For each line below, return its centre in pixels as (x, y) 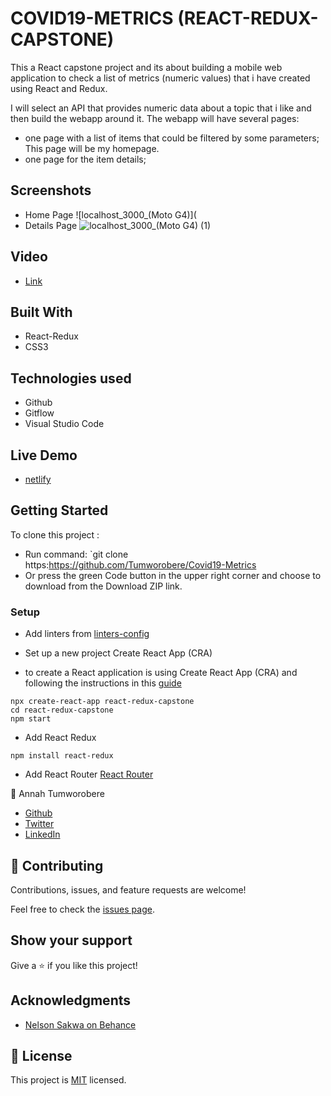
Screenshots (51, 190)
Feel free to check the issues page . (82, 909)
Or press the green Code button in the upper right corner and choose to (173, 575)
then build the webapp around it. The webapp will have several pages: (155, 118)
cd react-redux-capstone (62, 710)
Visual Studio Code (64, 424)
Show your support (71, 940)
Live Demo (44, 455)
